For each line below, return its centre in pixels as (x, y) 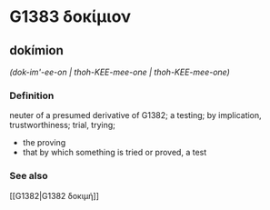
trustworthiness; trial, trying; (63, 125)
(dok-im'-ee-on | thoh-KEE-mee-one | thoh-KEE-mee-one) (120, 72)
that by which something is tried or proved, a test (115, 153)
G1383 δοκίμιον (70, 17)
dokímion (36, 50)
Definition (32, 95)
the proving (44, 143)
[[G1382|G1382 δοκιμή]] (55, 195)
